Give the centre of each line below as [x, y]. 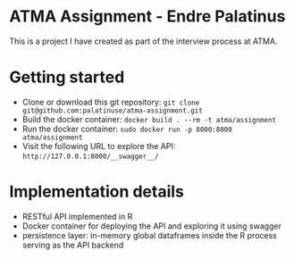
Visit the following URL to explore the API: [99, 146]
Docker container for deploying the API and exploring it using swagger [151, 226]
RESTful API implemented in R [77, 216]
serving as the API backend [73, 245]
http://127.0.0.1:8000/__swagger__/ [90, 156]
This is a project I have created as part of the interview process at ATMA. [143, 41]
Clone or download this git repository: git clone [111, 102]
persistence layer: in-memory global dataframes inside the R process [149, 235]
